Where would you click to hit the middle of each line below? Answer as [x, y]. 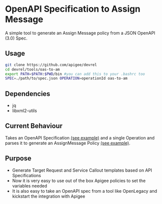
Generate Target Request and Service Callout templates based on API [82, 170]
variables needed [30, 186]
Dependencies [28, 94]
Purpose [18, 158]
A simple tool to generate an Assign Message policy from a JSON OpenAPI [80, 33]
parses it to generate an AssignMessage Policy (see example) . [68, 143]
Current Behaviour [34, 126]
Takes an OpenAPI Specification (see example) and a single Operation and [80, 137]
